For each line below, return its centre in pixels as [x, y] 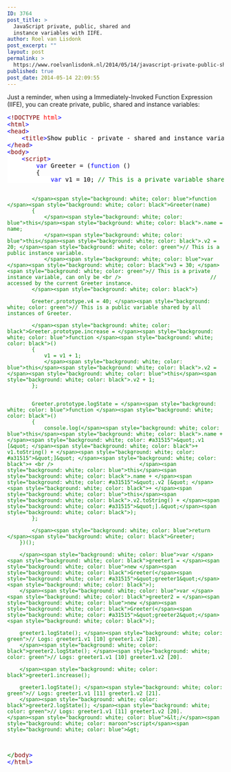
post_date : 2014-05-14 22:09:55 [53, 78]
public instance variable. [46, 253]
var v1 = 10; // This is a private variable [127, 180]
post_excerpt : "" [32, 45]
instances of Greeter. [40, 314]
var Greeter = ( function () [83, 166]
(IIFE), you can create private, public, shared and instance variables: [103, 105]
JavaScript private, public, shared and [72, 26]
